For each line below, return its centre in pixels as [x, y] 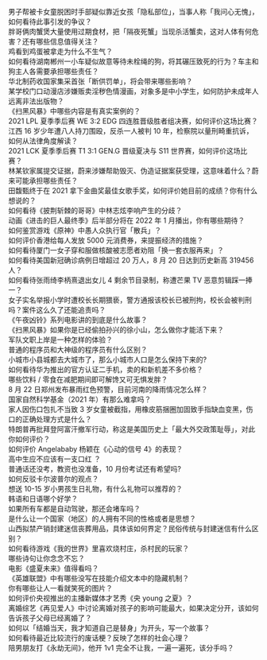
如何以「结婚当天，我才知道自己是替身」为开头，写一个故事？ [109, 628]
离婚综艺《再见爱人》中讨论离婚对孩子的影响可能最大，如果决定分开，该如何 [133, 608]
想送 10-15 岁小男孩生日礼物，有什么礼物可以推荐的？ [95, 489]
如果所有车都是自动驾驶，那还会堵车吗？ [74, 509]
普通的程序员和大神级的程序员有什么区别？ [78, 349]
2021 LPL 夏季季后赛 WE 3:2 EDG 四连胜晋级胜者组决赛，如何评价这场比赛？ [133, 121]
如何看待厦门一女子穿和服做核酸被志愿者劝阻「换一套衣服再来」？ [116, 250]
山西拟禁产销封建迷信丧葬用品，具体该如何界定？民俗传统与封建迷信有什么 [130, 528]
